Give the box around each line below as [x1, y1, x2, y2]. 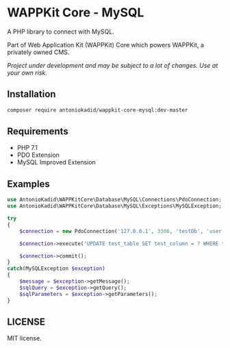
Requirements [7, 125, 68, 138]
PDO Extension [16, 151, 60, 159]
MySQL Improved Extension [16, 158, 96, 166]
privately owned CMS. [7, 48, 70, 56]
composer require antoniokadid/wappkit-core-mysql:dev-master [7, 106, 188, 114]
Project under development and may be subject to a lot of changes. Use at [7, 61, 218, 69]
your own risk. [7, 69, 48, 77]
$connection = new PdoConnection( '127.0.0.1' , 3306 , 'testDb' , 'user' [19, 227, 225, 234]
